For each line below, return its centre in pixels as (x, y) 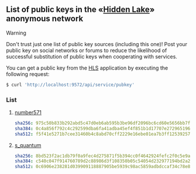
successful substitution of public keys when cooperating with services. (92, 56)
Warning (16, 33)
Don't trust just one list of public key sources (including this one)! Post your (97, 44)
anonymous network (45, 19)
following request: (28, 74)
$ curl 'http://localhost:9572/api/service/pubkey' (70, 85)
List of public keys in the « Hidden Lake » (80, 10)
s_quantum (28, 145)
